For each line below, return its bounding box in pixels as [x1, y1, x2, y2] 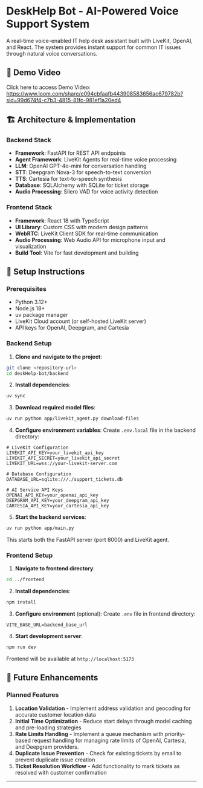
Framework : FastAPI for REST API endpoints [14, 149, 126, 157]
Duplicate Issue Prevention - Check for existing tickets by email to [14, 749, 182, 757]
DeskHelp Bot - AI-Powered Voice [6, 4, 179, 18]
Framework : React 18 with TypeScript [14, 217, 109, 224]
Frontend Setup [6, 552, 53, 560]
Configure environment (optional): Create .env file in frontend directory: [14, 610, 196, 617]
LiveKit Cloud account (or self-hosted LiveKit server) [14, 317, 147, 325]
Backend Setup [6, 339, 53, 348]
